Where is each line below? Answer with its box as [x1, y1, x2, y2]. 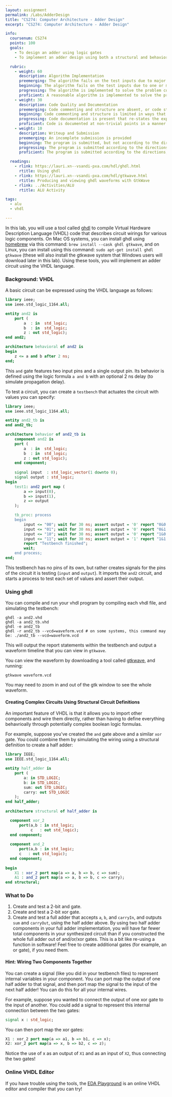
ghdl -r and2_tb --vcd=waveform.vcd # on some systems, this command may [5, 629, 166, 634]
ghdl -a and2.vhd [5, 615, 42, 620]
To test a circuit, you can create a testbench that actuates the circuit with [5, 389, 159, 395]
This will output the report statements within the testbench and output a [5, 642, 157, 648]
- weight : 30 [14, 97, 42, 102]
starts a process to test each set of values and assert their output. [5, 575, 144, 582]
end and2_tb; [5, 423, 33, 428]
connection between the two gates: [5, 1007, 80, 1014]
